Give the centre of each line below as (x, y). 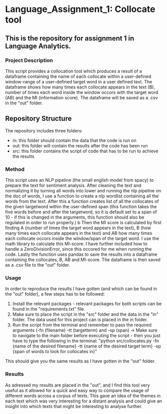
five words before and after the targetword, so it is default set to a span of (81, 212)
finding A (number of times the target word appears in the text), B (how (78, 228)
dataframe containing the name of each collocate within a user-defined (78, 76)
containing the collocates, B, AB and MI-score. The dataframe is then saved (83, 259)
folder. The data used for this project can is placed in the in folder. (80, 320)
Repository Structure (39, 119)
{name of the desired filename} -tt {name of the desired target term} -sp (86, 346)
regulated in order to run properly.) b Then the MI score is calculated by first (83, 222)
